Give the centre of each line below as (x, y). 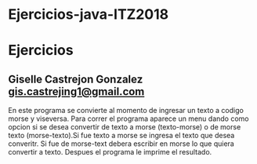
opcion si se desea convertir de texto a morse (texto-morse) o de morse (125, 127)
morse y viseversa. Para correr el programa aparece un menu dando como (128, 118)
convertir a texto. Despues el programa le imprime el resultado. (110, 152)
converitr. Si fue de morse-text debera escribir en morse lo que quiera (121, 144)
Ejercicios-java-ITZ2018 (89, 15)
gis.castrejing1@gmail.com (76, 91)
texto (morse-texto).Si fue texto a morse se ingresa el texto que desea (121, 136)
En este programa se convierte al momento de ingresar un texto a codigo (126, 111)
